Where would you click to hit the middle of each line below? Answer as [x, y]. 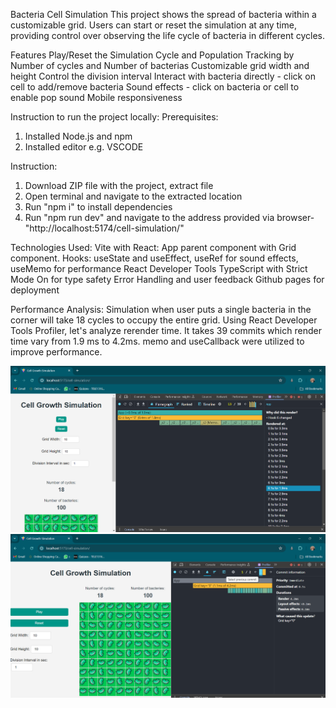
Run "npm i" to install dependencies [98, 207]
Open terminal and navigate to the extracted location [133, 196]
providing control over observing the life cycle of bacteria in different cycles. [168, 35]
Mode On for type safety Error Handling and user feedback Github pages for [167, 279]
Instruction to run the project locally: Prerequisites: [114, 117]
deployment [35, 290]
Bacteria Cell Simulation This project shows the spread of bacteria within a [163, 14]
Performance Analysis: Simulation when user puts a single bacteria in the [161, 309]
